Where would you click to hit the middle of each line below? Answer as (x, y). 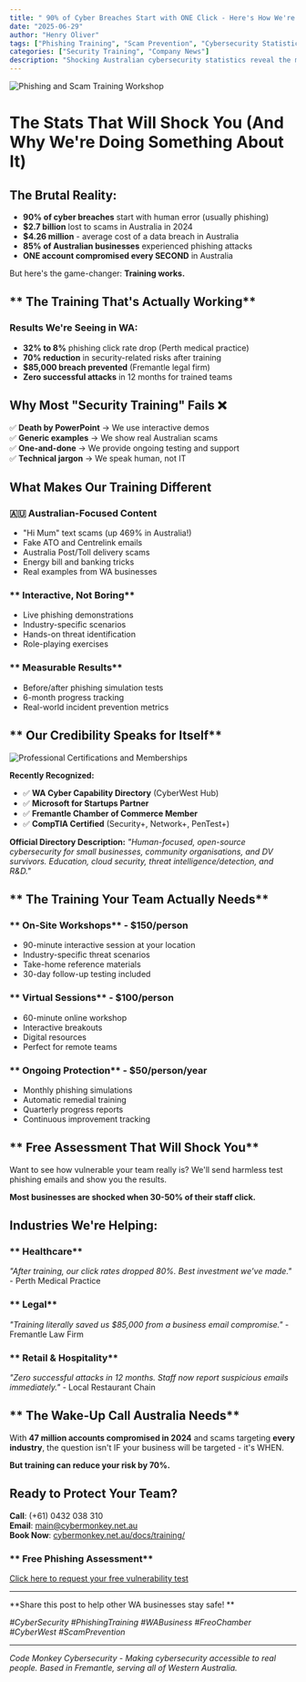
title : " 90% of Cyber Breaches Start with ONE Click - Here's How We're (153, 18)
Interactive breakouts (62, 1027)
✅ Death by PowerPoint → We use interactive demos (109, 427)
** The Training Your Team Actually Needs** (139, 899)
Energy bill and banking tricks (78, 562)
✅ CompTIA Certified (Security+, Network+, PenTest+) (126, 823)
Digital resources (54, 1037)
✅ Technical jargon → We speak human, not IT (98, 458)
